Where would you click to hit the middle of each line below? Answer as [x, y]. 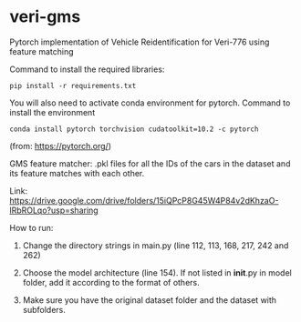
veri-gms [45, 17]
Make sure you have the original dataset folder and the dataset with [149, 300]
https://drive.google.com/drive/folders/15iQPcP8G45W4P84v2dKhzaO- [144, 200]
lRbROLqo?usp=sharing [54, 210]
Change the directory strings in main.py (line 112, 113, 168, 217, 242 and [156, 245]
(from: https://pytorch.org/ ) [61, 146]
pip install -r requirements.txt [73, 86]
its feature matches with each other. [77, 173]
